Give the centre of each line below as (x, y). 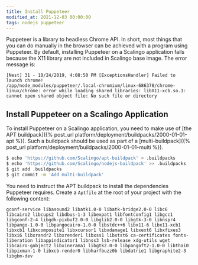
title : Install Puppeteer (38, 12)
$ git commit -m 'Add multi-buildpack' (55, 174)
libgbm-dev (20, 256)
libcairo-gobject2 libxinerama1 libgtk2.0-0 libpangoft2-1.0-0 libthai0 (98, 245)
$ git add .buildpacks (34, 169)
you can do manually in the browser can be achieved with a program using (97, 46)
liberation (20, 240)
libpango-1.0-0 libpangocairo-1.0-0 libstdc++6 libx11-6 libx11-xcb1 (94, 225)
